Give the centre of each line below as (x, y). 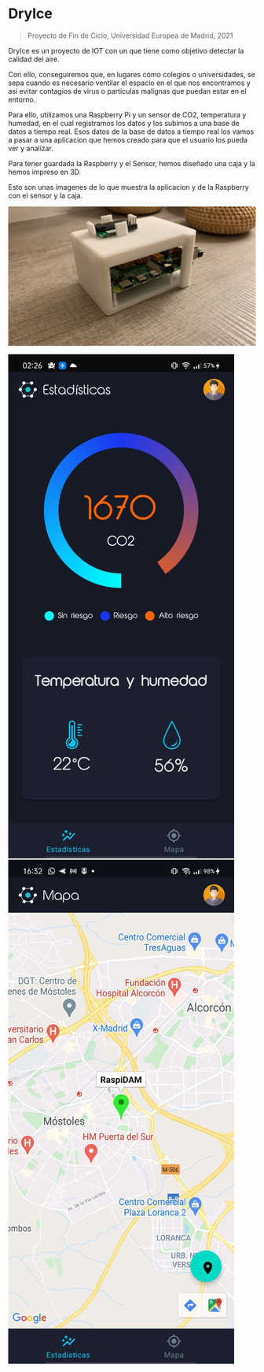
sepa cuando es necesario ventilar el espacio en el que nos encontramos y (130, 83)
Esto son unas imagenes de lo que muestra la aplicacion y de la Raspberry (128, 187)
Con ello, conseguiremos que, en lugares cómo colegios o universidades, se (132, 74)
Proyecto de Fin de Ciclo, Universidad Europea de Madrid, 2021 (130, 35)
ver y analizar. (31, 148)
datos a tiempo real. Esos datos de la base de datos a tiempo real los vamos (131, 132)
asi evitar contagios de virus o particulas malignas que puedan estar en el (128, 91)
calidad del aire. (34, 59)
